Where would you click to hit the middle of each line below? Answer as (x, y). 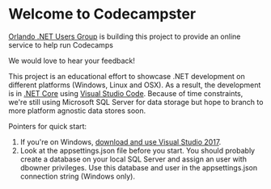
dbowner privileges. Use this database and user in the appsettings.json (139, 167)
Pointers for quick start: (48, 126)
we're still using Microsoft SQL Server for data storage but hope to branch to (136, 102)
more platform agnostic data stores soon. (77, 111)
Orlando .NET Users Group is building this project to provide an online (125, 36)
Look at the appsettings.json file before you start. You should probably (138, 150)
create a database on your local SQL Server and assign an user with (133, 159)
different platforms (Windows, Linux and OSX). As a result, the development (135, 85)
